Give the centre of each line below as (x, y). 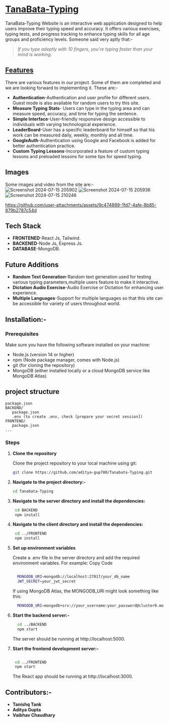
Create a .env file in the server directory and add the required (76, 558)
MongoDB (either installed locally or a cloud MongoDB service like (81, 370)
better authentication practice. (44, 146)
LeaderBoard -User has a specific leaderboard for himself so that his (83, 129)
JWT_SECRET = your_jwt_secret (47, 581)
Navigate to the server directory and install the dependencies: (79, 501)
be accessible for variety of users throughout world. (66, 304)
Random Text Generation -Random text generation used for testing (82, 277)
